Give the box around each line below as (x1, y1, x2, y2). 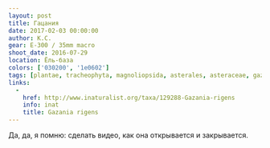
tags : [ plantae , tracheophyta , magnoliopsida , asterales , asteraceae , (8, 71, 250, 79)
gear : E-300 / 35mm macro (8, 42, 95, 50)
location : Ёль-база (8, 57, 74, 65)
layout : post (8, 11, 52, 20)
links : (8, 78, 31, 86)
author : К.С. (8, 34, 52, 42)
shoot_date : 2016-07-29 (8, 49, 88, 57)
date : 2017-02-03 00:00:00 (8, 26, 99, 34)
